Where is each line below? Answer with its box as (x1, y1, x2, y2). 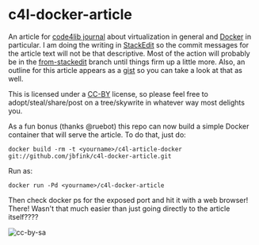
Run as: (8, 166, 33, 175)
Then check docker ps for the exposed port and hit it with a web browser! (8, 195, 249, 205)
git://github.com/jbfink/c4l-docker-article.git (8, 152, 172, 160)
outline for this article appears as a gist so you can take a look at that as (8, 65, 243, 75)
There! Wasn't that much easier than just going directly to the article (8, 204, 230, 213)
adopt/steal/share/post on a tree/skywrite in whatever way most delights (8, 98, 246, 107)
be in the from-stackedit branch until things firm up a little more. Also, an (8, 57, 246, 67)
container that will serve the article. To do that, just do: (8, 129, 186, 140)
